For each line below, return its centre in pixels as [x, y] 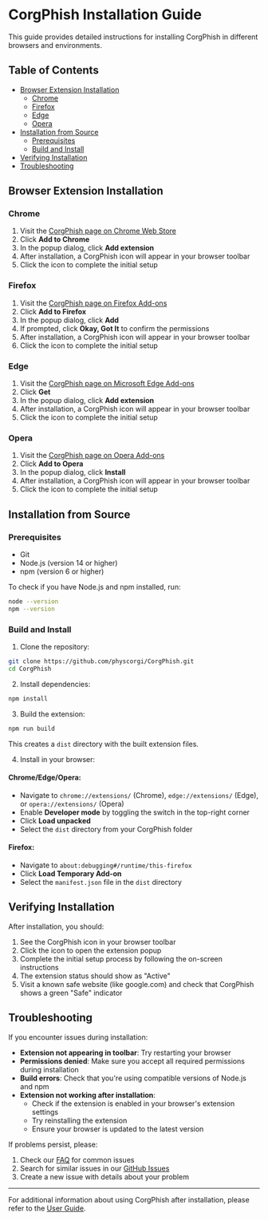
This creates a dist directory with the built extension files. [104, 744]
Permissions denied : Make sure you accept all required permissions [132, 1061]
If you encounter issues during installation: [78, 1037]
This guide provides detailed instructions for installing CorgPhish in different [133, 37]
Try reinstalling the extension [79, 1120]
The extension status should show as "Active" [95, 976]
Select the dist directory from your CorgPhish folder [106, 829]
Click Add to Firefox [53, 311]
